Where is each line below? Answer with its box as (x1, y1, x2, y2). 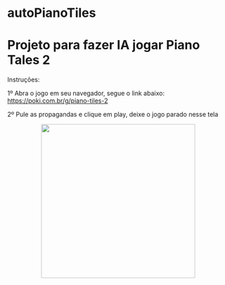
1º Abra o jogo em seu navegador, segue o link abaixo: (7, 89, 165, 98)
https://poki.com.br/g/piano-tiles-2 (7, 96, 108, 105)
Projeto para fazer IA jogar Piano (7, 37, 200, 53)
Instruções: (7, 75, 40, 84)
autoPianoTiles (7, 5, 96, 21)
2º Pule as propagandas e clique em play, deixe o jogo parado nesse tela (7, 110, 219, 119)
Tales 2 (7, 52, 51, 68)
